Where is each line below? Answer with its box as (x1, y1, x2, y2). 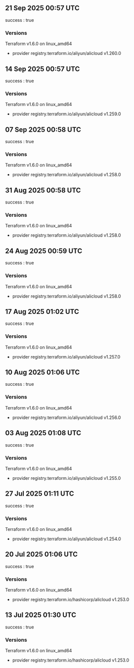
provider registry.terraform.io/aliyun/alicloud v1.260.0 (12, 51, 121, 56)
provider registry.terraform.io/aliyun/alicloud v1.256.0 (12, 414, 121, 420)
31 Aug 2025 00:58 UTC (5, 186, 81, 195)
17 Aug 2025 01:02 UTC (5, 307, 79, 316)
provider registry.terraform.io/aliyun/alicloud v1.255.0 (12, 475, 121, 481)
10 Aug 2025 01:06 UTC (5, 368, 80, 377)
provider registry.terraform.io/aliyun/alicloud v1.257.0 (12, 354, 121, 360)
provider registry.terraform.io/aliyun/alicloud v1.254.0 (12, 536, 121, 542)
